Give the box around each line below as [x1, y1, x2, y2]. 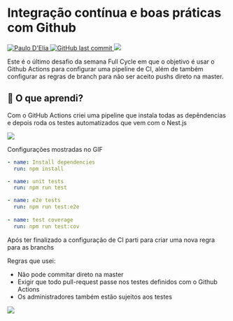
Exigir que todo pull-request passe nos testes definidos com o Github [17, 278, 218, 286]
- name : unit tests [7, 178, 64, 185]
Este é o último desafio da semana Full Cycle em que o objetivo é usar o [7, 57, 215, 66]
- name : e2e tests [7, 197, 61, 204]
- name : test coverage [7, 216, 73, 223]
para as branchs [7, 243, 55, 251]
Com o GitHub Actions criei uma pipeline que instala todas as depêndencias [7, 110, 226, 120]
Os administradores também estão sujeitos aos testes [17, 292, 173, 301]
